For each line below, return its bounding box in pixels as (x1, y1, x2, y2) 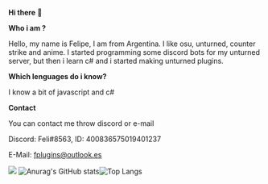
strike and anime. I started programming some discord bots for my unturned (8, 48, 260, 56)
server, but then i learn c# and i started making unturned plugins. (8, 56, 224, 65)
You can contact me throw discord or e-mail (8, 119, 155, 128)
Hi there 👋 (8, 8, 43, 17)
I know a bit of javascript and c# (8, 87, 115, 97)
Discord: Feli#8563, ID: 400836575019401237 (8, 134, 162, 144)
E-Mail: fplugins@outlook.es (8, 150, 102, 159)
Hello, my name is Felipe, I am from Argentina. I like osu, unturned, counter (8, 39, 256, 48)
